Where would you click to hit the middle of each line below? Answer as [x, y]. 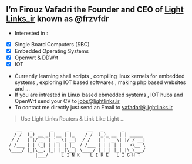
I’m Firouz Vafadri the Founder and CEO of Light [95, 10]
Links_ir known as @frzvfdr [58, 19]
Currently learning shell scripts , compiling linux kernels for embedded [100, 76]
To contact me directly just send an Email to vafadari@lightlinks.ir [94, 108]
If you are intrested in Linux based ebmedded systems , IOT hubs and [99, 95]
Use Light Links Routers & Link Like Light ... [73, 119]
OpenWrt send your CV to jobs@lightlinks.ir [67, 101]
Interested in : [31, 33]
